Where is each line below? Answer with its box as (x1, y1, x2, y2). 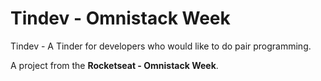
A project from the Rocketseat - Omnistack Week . (10, 59, 219, 71)
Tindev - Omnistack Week (10, 7, 231, 30)
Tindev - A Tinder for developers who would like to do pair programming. (10, 40, 312, 52)
